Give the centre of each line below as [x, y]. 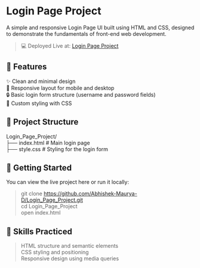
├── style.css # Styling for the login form [57, 149]
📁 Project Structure [42, 122]
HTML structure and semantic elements [69, 246]
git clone [32, 194]
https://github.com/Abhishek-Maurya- [90, 194]
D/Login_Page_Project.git [52, 200]
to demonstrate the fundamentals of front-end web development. [86, 33]
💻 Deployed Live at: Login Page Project [70, 45]
